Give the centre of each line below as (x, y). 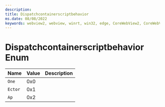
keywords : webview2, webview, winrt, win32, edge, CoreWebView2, (73, 23)
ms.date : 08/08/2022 (26, 19)
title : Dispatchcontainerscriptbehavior (47, 14)
